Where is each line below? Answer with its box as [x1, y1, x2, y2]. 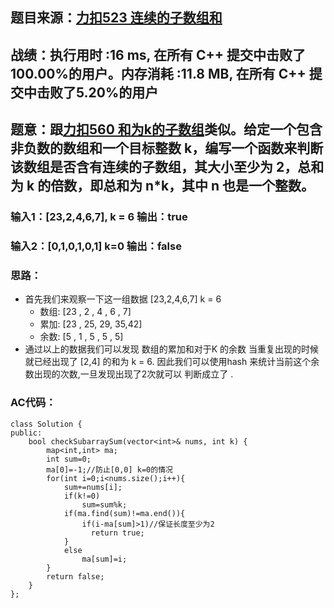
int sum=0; [46, 454, 92, 464]
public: [10, 428, 43, 438]
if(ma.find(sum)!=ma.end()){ [63, 508, 186, 518]
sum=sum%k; [81, 499, 128, 510]
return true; [90, 528, 145, 538]
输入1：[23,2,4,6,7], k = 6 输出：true [10, 210, 188, 224]
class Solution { [10, 419, 83, 429]
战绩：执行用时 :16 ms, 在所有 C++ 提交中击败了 [10, 46, 306, 63]
